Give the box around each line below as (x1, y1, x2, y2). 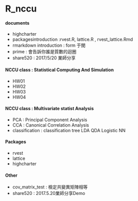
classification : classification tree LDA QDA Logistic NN (12, 127, 126, 133)
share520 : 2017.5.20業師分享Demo (12, 190, 85, 196)
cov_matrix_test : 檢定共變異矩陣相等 (12, 184, 88, 190)
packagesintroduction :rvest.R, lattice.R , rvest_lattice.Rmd (12, 36, 133, 43)
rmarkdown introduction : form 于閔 (12, 42, 86, 48)
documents (5, 20, 30, 26)
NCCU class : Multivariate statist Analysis (5, 106, 94, 112)
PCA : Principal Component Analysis (12, 117, 87, 123)
